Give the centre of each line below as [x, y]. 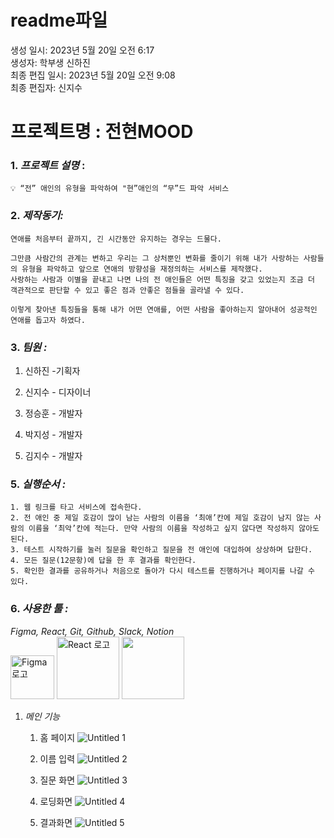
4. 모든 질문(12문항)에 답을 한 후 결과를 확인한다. [103, 561]
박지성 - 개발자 [53, 435]
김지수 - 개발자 [53, 456]
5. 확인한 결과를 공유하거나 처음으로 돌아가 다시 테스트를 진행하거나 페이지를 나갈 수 [162, 571]
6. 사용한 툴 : [39, 609]
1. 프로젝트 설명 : [48, 166]
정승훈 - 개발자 [53, 413]
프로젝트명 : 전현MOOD [102, 132]
